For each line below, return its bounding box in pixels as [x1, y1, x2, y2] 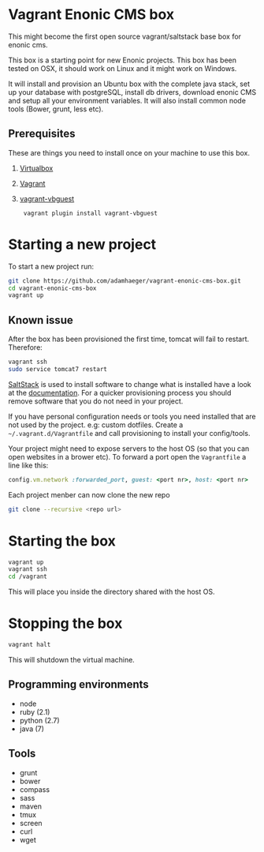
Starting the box [8, 531, 117, 550]
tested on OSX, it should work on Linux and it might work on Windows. [8, 63, 237, 73]
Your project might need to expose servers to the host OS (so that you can [8, 444, 250, 453]
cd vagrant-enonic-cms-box [8, 284, 97, 292]
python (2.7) [19, 715, 61, 725]
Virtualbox [19, 163, 54, 173]
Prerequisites [8, 127, 76, 141]
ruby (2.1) [19, 707, 50, 716]
